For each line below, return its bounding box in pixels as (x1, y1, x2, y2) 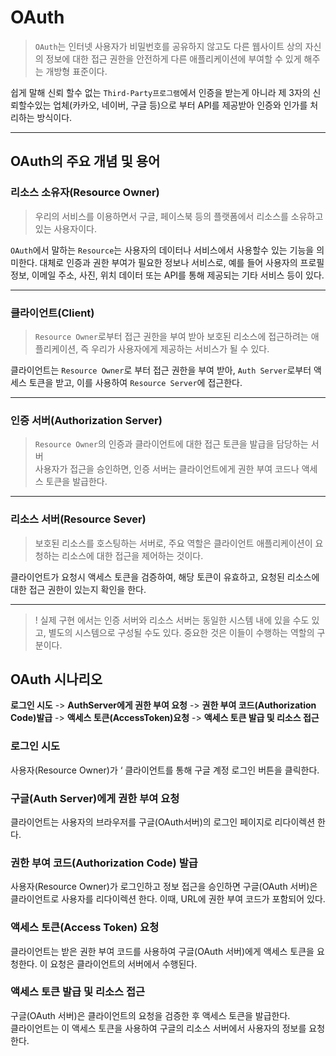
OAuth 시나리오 (10, 671, 103, 688)
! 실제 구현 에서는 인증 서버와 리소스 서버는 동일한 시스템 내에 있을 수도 (34, 614, 310, 626)
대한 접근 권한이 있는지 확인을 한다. (10, 583, 147, 595)
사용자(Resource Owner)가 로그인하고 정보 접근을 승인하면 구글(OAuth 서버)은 (10, 881, 318, 893)
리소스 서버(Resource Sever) (10, 512, 147, 526)
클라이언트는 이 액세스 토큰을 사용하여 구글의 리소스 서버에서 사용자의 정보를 (10, 1022, 307, 1034)
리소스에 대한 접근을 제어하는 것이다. (61, 549, 204, 561)
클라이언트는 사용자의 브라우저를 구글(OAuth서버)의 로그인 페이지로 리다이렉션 (10, 816, 316, 828)
